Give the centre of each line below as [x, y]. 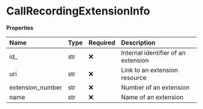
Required [102, 42]
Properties [20, 28]
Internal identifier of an [153, 52]
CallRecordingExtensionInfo [78, 11]
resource [134, 78]
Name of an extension [152, 97]
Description [138, 42]
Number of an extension [155, 87]
